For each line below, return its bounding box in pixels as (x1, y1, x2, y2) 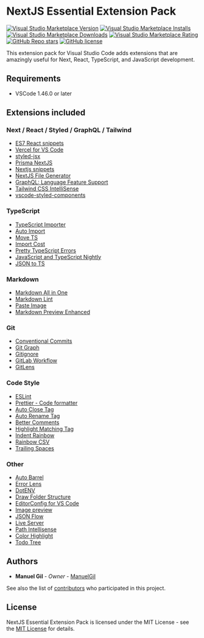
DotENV (15, 486, 35, 494)
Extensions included (6, 108, 86, 118)
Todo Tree (15, 538, 41, 546)
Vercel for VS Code (15, 146, 64, 153)
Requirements (6, 73, 61, 84)
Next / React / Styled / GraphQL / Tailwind (6, 126, 132, 134)
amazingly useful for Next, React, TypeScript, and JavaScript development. (6, 56, 195, 63)
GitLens (15, 364, 35, 371)
